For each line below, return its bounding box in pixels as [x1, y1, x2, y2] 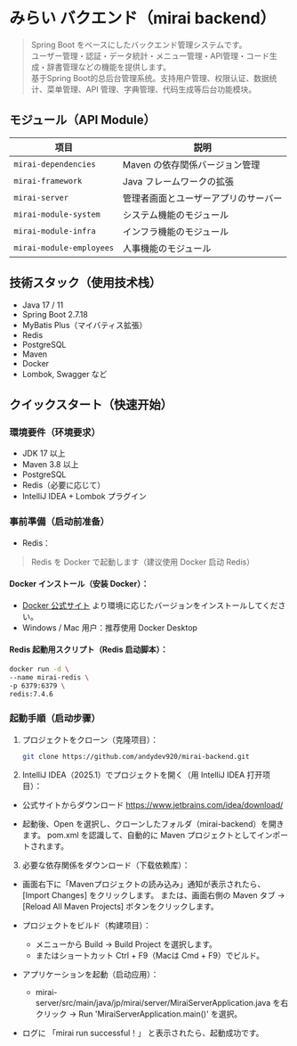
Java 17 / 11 [21, 300, 64, 310]
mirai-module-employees [13, 243, 115, 252]
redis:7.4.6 [9, 689, 53, 698]
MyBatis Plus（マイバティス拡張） [21, 319, 148, 330]
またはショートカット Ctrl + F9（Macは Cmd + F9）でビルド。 [35, 950, 265, 960]
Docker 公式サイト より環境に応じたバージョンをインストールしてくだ [21, 599, 278, 611]
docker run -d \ [9, 664, 69, 673]
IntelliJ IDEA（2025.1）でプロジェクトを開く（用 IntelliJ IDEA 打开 [21, 769, 263, 780]
